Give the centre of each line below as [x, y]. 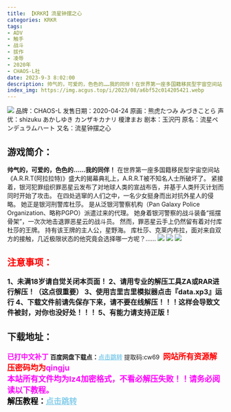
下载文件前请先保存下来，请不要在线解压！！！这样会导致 [120, 302]
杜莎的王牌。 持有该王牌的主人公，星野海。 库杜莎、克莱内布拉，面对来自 [111, 230]
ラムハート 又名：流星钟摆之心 [68, 128]
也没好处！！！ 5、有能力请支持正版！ [110, 312]
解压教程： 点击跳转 [42, 401]
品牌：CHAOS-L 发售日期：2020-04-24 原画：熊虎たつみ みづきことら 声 [120, 111]
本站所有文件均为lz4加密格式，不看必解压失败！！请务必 [110, 379]
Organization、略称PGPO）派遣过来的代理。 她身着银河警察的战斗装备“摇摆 [114, 213]
